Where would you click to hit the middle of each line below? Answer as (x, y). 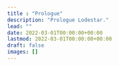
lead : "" (20, 26)
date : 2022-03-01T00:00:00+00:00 (55, 33)
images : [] (23, 52)
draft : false (26, 45)
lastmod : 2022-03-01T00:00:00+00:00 (60, 39)
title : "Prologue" (35, 13)
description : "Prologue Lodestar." (58, 20)
